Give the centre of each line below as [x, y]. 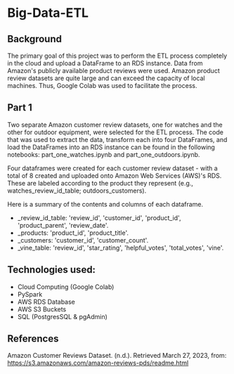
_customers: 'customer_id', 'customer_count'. [83, 240]
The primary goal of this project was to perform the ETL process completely [117, 56]
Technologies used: [52, 270]
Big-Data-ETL [48, 13]
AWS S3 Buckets [42, 309]
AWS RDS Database [46, 302]
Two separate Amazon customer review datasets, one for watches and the [115, 124]
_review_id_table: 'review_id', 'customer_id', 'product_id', [99, 218]
